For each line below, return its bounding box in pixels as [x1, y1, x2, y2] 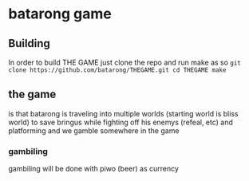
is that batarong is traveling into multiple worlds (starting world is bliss [8, 108, 239, 118]
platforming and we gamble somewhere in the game [8, 125, 180, 136]
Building [8, 37, 50, 50]
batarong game [8, 5, 112, 23]
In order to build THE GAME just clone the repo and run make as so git [8, 57, 242, 67]
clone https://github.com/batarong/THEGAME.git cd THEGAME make [8, 66, 227, 74]
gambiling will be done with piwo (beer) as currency [8, 164, 180, 174]
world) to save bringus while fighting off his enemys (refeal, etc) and [8, 117, 234, 127]
